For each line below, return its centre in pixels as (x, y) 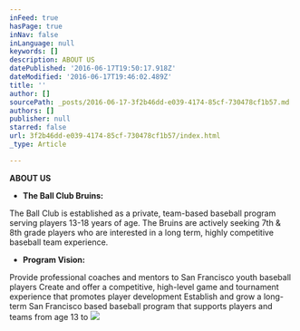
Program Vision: (54, 259)
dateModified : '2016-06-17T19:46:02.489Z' (91, 77)
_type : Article (38, 144)
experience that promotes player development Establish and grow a (135, 297)
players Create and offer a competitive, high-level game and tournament (144, 287)
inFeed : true (34, 18)
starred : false (38, 128)
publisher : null (40, 119)
